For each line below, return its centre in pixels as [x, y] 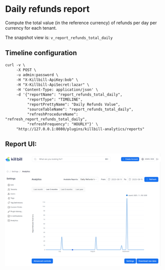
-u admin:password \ [37, 75]
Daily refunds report [47, 9]
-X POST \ [26, 70]
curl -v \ [15, 65]
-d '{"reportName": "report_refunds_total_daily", [69, 95]
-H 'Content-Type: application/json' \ [57, 90]
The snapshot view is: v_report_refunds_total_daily [59, 37]
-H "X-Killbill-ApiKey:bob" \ [47, 80]
